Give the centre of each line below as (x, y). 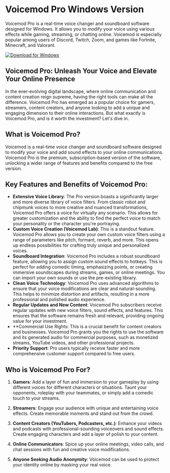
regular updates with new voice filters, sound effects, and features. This (88, 310)
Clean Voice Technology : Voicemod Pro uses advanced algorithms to (86, 283)
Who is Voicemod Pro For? (48, 370)
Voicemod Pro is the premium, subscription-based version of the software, (83, 157)
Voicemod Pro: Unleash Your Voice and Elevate (81, 71)
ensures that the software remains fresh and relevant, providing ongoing (88, 316)
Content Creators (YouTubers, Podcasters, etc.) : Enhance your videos (87, 424)
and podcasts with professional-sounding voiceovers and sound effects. (88, 429)
